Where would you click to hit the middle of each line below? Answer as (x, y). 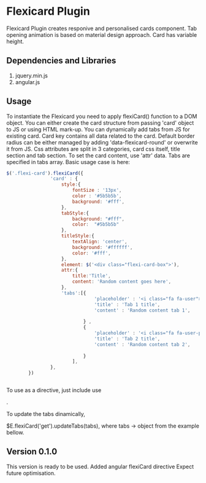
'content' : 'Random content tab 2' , (142, 344)
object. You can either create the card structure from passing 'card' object (100, 123)
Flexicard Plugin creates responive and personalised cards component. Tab (102, 28)
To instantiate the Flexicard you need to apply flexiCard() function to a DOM (102, 116)
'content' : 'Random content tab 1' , (142, 310)
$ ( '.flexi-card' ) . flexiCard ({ (45, 173)
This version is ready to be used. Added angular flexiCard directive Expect (100, 466)
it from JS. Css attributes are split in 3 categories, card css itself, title (93, 149)
